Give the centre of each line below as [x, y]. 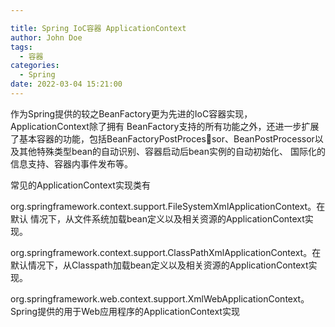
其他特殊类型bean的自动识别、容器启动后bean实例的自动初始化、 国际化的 [172, 151]
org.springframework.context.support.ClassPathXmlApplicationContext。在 [166, 252]
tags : [21, 47]
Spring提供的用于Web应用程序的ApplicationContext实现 [125, 311]
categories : [35, 66]
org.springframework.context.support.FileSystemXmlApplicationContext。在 [168, 206]
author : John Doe [46, 37]
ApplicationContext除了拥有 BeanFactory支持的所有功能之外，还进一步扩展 [165, 126]
